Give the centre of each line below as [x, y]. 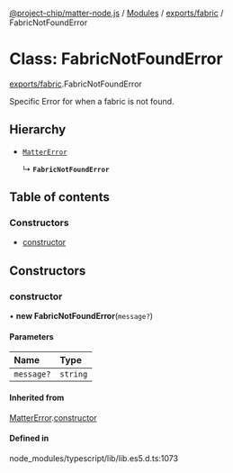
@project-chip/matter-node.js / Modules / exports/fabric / [116, 13]
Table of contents [59, 197]
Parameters [31, 336]
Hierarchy [38, 130]
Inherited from [37, 397]
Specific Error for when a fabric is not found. [92, 101]
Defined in [29, 438]
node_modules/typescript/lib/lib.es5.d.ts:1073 [94, 458]
